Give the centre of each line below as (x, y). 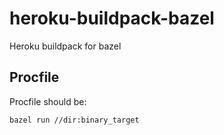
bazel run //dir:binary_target (74, 120)
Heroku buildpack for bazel (65, 46)
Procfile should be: (48, 101)
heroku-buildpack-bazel (112, 18)
